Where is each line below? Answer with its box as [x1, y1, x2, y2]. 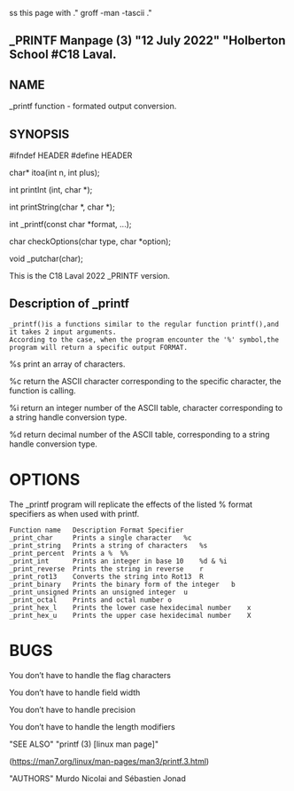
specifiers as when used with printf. [9, 508, 140, 518]
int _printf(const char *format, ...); [9, 219, 132, 230]
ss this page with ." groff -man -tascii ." [9, 8, 152, 18]
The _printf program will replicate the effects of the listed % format [9, 499, 253, 510]
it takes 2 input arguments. [9, 328, 117, 336]
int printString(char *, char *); [9, 202, 115, 212]
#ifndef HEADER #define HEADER [9, 150, 133, 161]
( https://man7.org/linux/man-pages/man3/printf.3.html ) [9, 755, 210, 766]
